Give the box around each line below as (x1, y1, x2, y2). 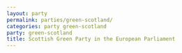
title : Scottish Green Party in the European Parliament (6, 36, 176, 43)
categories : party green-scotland (6, 23, 107, 30)
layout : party (6, 10, 48, 17)
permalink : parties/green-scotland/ (6, 17, 113, 23)
